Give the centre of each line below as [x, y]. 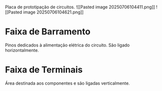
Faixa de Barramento [48, 32]
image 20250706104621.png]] [53, 12]
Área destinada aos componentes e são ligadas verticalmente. [67, 83]
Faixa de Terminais [44, 70]
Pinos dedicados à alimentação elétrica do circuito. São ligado [67, 45]
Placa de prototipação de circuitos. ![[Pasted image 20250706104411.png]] [80, 7]
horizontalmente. [22, 50]
